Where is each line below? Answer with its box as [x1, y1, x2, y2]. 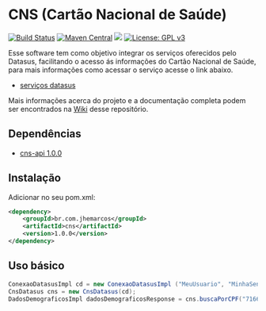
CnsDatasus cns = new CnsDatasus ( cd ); [8, 287, 136, 295]
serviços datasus [19, 80, 76, 90]
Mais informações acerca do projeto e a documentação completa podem [8, 95, 246, 105]
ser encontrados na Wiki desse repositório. [8, 104, 149, 113]
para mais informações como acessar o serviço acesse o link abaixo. [8, 65, 234, 75]
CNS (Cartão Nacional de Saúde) [8, 6, 227, 24]
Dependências [8, 127, 82, 140]
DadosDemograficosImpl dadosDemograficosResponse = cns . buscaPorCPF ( [8, 295, 243, 303]
